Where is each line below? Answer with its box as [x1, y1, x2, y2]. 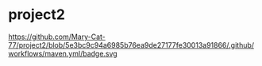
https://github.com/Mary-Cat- [8, 32, 106, 41]
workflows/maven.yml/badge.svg [8, 49, 118, 58]
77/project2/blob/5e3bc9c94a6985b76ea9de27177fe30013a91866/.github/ [8, 40, 255, 49]
